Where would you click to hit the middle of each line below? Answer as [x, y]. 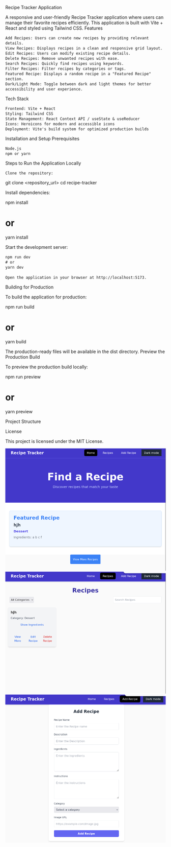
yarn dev [15, 267]
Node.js [13, 149]
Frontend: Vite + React [31, 109]
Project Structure [23, 421]
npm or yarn [18, 154]
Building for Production [30, 287]
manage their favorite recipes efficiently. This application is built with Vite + [84, 23]
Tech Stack [17, 99]
